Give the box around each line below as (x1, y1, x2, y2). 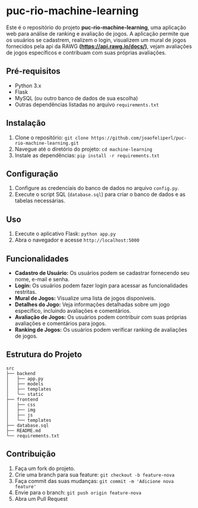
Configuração (6, 169, 59, 179)
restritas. (14, 288, 37, 295)
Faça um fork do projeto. (14, 465, 75, 472)
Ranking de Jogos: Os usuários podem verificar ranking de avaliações (14, 326, 188, 333)
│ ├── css (6, 402, 36, 408)
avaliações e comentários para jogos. (14, 320, 107, 327)
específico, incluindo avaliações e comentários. (14, 307, 132, 314)
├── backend (6, 370, 36, 376)
